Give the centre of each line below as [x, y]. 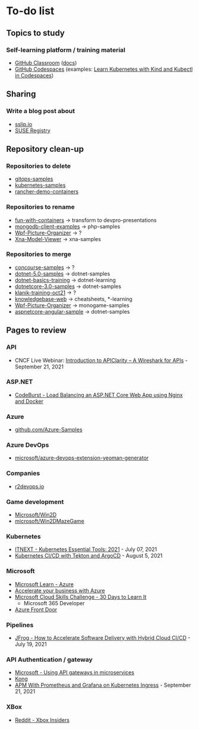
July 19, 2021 [31, 644]
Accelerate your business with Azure [60, 590]
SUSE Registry [32, 130]
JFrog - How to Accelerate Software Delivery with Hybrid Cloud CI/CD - [102, 637]
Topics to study [36, 33]
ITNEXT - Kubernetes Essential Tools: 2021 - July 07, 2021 [86, 549]
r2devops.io [29, 486]
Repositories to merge [39, 254]
